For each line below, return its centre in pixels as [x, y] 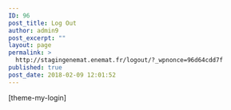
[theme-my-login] [37, 97]
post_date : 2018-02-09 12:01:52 [62, 75]
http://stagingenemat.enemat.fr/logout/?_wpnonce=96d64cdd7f [119, 61]
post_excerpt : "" [37, 38]
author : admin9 [34, 30]
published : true [35, 68]
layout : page [30, 45]
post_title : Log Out [43, 23]
